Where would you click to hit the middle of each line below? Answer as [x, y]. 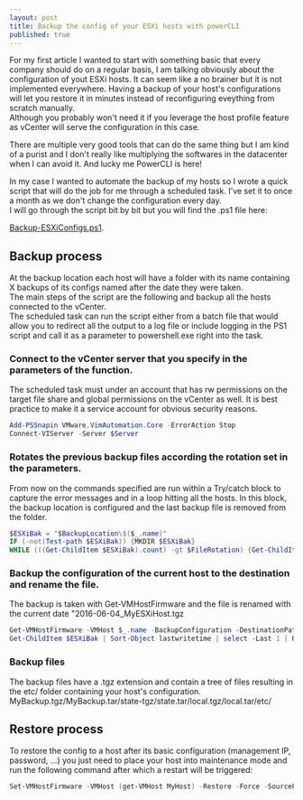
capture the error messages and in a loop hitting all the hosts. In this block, [148, 498]
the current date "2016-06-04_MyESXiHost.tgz [97, 614]
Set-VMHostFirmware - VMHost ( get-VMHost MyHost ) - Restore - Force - [139, 786]
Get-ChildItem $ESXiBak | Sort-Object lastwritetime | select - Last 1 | [149, 639]
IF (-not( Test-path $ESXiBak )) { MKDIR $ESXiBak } [102, 542]
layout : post [34, 18]
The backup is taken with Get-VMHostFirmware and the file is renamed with [150, 604]
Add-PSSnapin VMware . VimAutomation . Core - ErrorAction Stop [123, 425]
